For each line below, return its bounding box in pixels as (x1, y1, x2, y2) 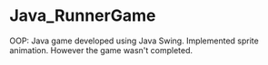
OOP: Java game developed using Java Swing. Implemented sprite (9, 35, 259, 46)
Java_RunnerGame (9, 5, 156, 26)
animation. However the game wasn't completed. (9, 44, 194, 55)
